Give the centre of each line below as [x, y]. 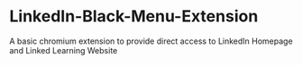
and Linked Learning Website [64, 50]
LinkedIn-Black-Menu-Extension [134, 16]
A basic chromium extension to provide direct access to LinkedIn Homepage [151, 41]
